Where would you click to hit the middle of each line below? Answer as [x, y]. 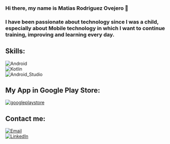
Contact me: [26, 119]
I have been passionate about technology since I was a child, [82, 21]
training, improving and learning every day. [60, 34]
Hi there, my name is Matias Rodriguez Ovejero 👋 [67, 8]
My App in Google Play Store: [53, 91]
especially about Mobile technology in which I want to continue [85, 28]
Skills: [15, 51]
